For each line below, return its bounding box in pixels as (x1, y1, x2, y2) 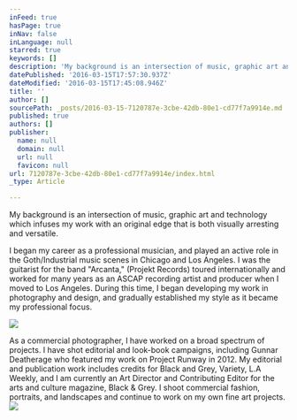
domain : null (17, 144, 65, 153)
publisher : (9, 128, 49, 137)
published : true (9, 111, 69, 120)
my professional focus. (9, 302, 93, 312)
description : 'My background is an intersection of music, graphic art (9, 63, 278, 72)
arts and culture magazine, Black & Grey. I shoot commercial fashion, (9, 382, 261, 393)
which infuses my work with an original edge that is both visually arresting (9, 218, 279, 230)
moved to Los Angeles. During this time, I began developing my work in (9, 283, 269, 294)
